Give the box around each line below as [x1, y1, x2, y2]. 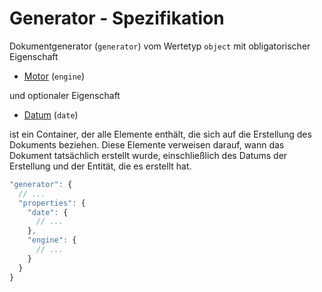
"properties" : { [18, 198, 86, 208]
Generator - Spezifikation [9, 7, 225, 30]
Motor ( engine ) [23, 70, 86, 82]
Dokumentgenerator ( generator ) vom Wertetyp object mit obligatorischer [9, 40, 311, 52]
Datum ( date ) [23, 108, 79, 121]
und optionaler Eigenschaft [9, 89, 121, 101]
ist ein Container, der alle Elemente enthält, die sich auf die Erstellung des [9, 128, 312, 140]
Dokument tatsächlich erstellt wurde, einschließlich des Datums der [9, 149, 288, 161]
